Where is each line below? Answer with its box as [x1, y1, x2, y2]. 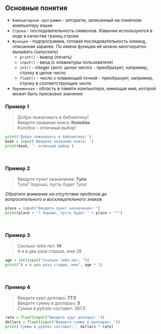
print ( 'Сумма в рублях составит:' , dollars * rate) [5, 324, 114, 329]
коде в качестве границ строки [12, 33, 79, 39]
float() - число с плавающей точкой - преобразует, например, [19, 75, 154, 81]
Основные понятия [5, 4, 68, 12]
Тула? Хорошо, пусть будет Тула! [17, 182, 87, 188]
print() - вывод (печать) [19, 54, 72, 60]
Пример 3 [5, 232, 31, 239]
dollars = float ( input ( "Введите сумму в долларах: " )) [5, 320, 121, 325]
